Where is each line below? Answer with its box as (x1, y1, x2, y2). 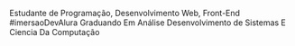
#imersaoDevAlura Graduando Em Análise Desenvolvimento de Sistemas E (9, 17, 287, 28)
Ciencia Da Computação (9, 27, 100, 37)
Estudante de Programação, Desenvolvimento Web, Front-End (9, 8, 241, 18)
